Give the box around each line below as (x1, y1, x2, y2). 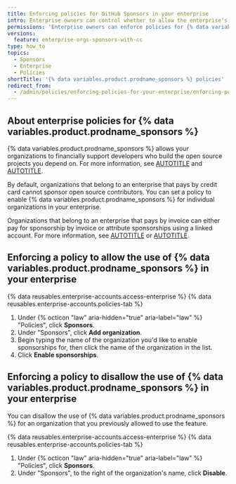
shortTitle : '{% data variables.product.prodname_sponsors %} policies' (7, 75, 225, 83)
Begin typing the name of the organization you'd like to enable (17, 335, 198, 344)
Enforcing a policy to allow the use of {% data (7, 251, 210, 263)
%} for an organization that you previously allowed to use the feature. (7, 419, 209, 427)
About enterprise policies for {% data (7, 115, 174, 126)
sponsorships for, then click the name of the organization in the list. (17, 343, 213, 351)
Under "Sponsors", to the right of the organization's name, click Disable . (17, 469, 228, 477)
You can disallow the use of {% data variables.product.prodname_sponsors (7, 412, 225, 420)
